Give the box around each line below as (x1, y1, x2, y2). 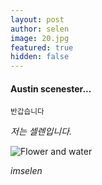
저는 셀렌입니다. (10, 126, 73, 138)
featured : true (10, 42, 74, 53)
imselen (10, 165, 43, 177)
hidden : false (10, 52, 70, 62)
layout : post (10, 14, 65, 25)
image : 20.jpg (10, 33, 70, 43)
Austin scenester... (10, 82, 92, 95)
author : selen (10, 24, 70, 34)
